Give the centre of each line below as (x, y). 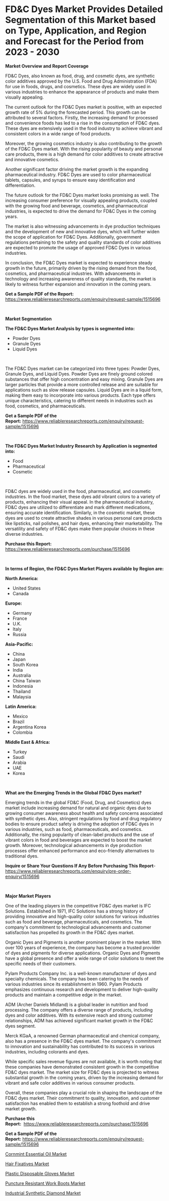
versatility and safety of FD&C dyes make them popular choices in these (80, 528)
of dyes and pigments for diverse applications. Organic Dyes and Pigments (83, 953)
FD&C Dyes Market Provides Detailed (84, 9)
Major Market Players (28, 896)
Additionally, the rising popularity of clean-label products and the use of (80, 834)
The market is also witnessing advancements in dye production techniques (83, 226)
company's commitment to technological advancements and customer (78, 927)
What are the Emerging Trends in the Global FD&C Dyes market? (73, 793)
